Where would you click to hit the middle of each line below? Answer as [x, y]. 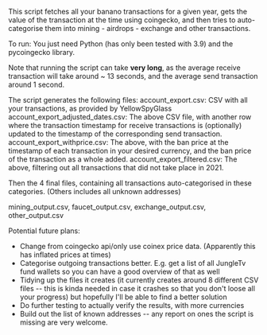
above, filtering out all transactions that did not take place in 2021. [116, 167]
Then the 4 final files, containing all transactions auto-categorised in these [130, 183]
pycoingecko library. [42, 52]
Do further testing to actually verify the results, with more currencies [132, 305]
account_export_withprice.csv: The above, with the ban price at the [118, 142]
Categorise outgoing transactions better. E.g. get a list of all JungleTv [133, 263]
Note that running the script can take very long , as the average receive [124, 68]
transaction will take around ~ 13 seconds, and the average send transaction [133, 76]
